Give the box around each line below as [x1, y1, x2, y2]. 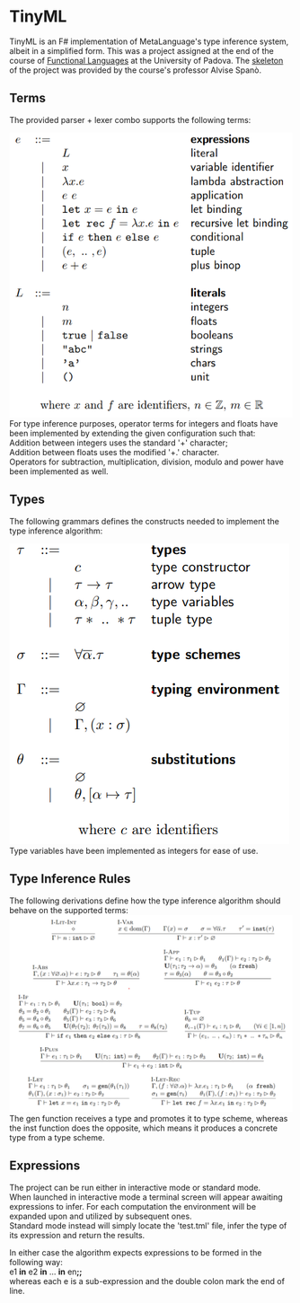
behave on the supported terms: [9, 904, 128, 915]
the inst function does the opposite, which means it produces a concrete [9, 1123, 278, 1133]
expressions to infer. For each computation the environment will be [9, 1201, 257, 1211]
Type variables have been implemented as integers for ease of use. [9, 845, 259, 856]
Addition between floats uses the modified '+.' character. [9, 446, 220, 457]
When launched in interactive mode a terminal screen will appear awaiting [9, 1192, 283, 1202]
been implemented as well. [9, 465, 110, 477]
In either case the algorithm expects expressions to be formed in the [9, 1246, 262, 1258]
